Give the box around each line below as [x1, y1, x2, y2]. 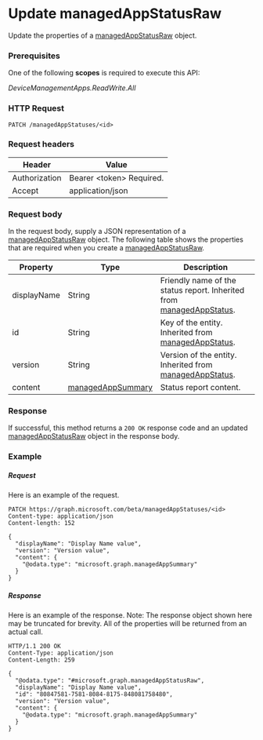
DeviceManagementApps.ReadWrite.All [8, 83, 136, 93]
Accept [12, 185, 39, 196]
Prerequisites [8, 50, 60, 61]
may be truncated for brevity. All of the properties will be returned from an [8, 619, 247, 629]
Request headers [8, 139, 75, 150]
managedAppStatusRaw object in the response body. [8, 432, 180, 441]
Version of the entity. [160, 350, 237, 361]
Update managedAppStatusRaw [8, 5, 222, 23]
